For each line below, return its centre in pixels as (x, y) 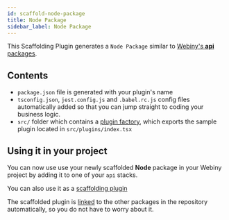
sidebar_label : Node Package (49, 26)
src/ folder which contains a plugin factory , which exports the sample (117, 121)
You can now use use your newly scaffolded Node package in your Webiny (114, 168)
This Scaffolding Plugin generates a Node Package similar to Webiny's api (111, 46)
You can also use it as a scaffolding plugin (67, 188)
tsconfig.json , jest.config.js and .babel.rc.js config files (103, 100)
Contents (28, 75)
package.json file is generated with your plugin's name (95, 92)
